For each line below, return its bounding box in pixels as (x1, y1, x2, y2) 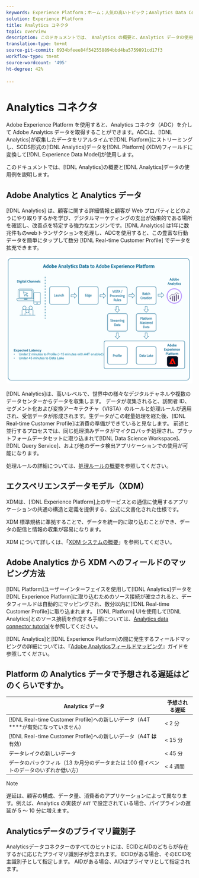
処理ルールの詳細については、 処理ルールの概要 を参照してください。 (6, 462, 172, 470)
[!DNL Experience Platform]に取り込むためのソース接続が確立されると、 (6, 593, 182, 600)
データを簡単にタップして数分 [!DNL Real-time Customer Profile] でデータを (6, 237, 191, 244)
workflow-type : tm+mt (6, 54, 60, 59)
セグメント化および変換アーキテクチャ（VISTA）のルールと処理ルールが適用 (6, 405, 192, 413)
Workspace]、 (148, 435, 184, 442)
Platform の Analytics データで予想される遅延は (6, 669, 182, 679)
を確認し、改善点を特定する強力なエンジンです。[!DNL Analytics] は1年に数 (6, 222, 190, 229)
